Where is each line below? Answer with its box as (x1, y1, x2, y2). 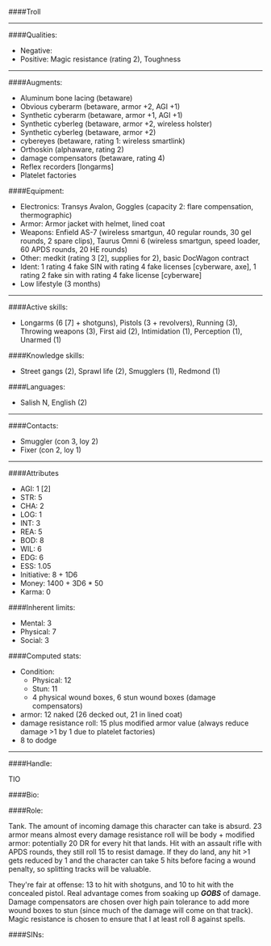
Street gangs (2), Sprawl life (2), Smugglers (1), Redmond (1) (19, 367, 221, 376)
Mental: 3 (19, 618, 52, 628)
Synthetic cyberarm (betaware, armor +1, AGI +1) (19, 111, 183, 120)
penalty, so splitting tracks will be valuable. (8, 864, 152, 873)
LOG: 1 (19, 510, 43, 519)
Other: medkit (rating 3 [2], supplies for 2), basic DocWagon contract (19, 254, 249, 263)
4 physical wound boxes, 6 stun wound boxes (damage (31, 692, 216, 702)
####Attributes (8, 469, 59, 477)
